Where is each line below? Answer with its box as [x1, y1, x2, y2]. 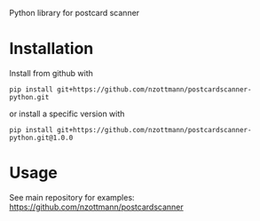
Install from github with [9, 67, 93, 78]
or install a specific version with [9, 108, 125, 119]
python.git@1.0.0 [9, 133, 74, 142]
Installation [9, 39, 94, 59]
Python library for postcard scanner [9, 8, 140, 18]
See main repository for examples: [9, 192, 135, 202]
